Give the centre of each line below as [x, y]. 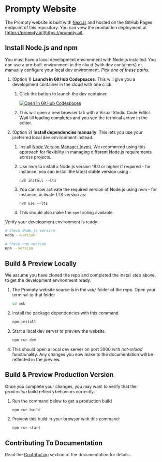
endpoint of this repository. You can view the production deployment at [76, 27]
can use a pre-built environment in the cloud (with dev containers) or [74, 64]
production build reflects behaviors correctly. [50, 391]
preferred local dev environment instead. [52, 137]
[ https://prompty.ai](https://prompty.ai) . [44, 32]
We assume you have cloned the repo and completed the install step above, [81, 275]
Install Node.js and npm [42, 48]
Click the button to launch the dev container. [63, 93]
